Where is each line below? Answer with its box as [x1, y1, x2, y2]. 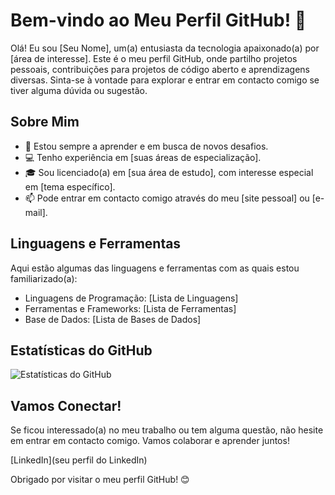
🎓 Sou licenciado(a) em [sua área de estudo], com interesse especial [24, 166, 314, 178]
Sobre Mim [10, 114, 80, 131]
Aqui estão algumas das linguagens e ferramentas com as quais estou [10, 262, 300, 274]
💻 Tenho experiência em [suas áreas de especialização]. [24, 151, 262, 163]
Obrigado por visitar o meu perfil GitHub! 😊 [10, 474, 190, 486]
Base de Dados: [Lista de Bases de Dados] [24, 313, 202, 325]
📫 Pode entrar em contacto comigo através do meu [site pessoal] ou [24, 192, 310, 204]
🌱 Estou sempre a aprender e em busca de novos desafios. [24, 140, 269, 152]
